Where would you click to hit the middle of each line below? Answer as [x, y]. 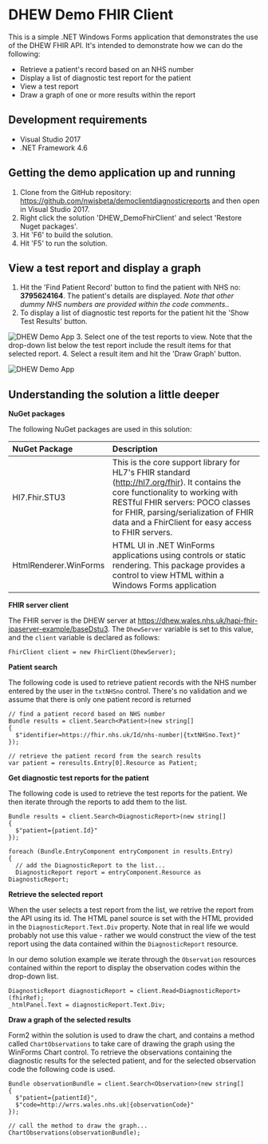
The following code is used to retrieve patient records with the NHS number [132, 683]
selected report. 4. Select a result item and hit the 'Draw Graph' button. [125, 354]
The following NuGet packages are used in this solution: [100, 429]
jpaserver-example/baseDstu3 [58, 629]
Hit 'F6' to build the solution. [66, 234]
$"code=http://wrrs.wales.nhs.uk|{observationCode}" [105, 1105]
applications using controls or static [179, 556]
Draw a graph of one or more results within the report [108, 94]
